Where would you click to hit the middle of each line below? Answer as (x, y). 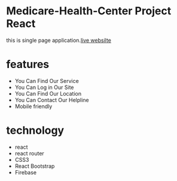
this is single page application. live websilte (59, 40)
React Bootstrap (35, 166)
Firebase (26, 172)
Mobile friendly (33, 106)
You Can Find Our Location (48, 93)
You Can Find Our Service (47, 81)
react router (30, 153)
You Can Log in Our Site (44, 87)
